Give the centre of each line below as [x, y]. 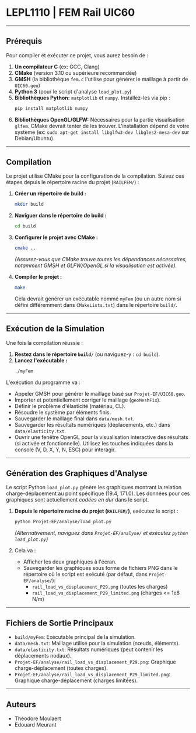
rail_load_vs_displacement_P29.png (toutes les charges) [100, 587]
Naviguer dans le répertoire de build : [60, 216]
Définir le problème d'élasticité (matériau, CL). [70, 406]
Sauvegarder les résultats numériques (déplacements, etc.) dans [92, 424]
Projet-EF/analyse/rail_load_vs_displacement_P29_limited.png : [92, 675]
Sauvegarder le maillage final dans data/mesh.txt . [74, 419]
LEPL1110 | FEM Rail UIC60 [71, 13]
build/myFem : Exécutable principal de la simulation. [75, 637]
